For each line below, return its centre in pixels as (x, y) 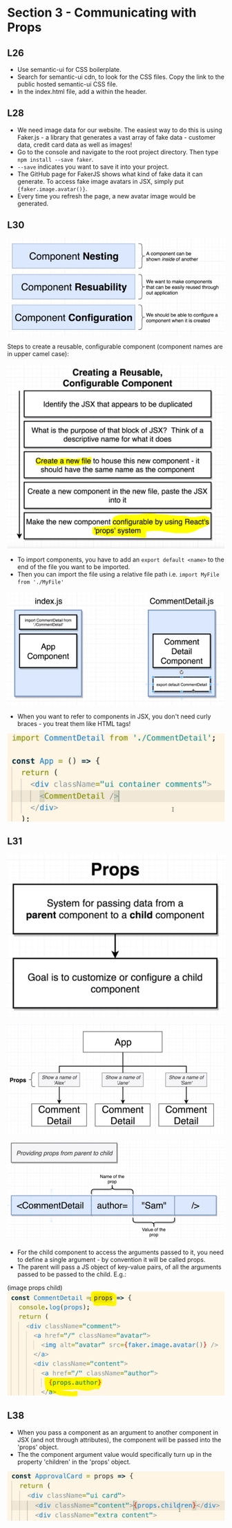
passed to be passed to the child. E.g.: (71, 1274)
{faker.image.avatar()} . (52, 189)
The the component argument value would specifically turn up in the (114, 1454)
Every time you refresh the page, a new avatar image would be (106, 196)
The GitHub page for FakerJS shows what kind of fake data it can (110, 174)
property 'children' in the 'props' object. (74, 1462)
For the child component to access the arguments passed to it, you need (120, 1252)
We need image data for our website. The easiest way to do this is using (119, 130)
